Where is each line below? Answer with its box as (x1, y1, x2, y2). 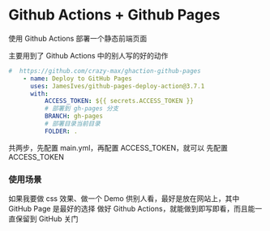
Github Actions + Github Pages (8, 6, 221, 24)
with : (29, 89, 49, 98)
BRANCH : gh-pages (44, 112, 104, 121)
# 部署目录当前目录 (44, 120, 101, 128)
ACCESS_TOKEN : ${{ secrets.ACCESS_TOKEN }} (44, 97, 195, 105)
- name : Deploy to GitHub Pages (23, 75, 132, 83)
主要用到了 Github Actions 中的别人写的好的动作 (8, 50, 169, 60)
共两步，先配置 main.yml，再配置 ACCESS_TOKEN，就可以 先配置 (8, 143, 229, 152)
